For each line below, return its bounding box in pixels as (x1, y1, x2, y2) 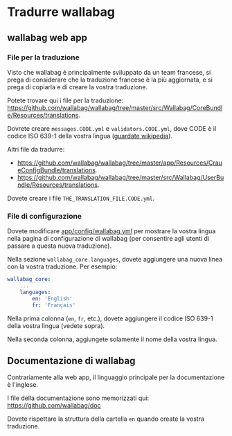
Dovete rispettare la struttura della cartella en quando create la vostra (7, 415, 205, 423)
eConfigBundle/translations (17, 165, 96, 174)
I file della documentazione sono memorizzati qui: (7, 394, 150, 402)
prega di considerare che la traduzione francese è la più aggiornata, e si (7, 75, 213, 84)
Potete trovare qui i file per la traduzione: (7, 96, 124, 105)
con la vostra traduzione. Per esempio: (7, 262, 118, 271)
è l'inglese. (7, 381, 39, 389)
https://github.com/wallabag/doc (7, 401, 102, 410)
